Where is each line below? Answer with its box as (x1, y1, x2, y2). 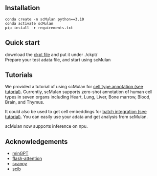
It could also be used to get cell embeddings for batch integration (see (5, 109, 147, 115)
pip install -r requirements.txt (5, 25, 73, 30)
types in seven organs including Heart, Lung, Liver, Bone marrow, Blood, (5, 94, 151, 100)
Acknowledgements (5, 137, 68, 146)
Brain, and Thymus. (5, 99, 45, 105)
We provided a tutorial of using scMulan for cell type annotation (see (5, 84, 143, 90)
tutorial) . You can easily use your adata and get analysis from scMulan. (5, 114, 148, 120)
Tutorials (5, 71, 33, 79)
